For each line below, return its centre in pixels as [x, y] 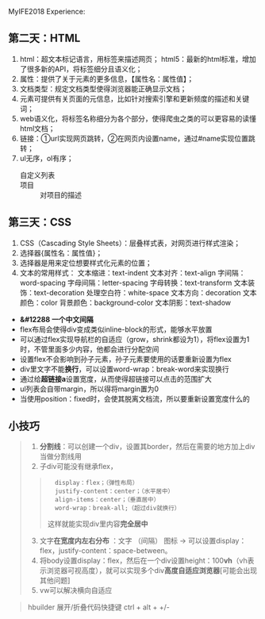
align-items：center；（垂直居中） [107, 500]
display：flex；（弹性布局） [96, 483]
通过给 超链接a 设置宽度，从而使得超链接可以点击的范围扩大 [115, 379]
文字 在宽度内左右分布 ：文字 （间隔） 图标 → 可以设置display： [143, 541]
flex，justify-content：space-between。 [106, 551]
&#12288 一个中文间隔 [56, 319]
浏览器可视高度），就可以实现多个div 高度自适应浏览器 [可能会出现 [152, 571]
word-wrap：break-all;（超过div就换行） [117, 508]
